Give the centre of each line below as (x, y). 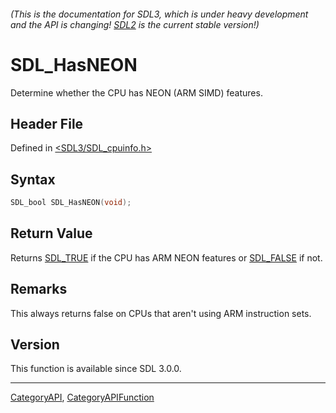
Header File (47, 123)
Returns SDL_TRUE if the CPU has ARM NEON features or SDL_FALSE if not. (166, 257)
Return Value (51, 233)
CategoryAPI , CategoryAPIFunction (82, 397)
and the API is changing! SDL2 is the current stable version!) (135, 24)
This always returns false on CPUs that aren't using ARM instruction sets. (161, 313)
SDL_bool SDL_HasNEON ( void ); (71, 203)
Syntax (33, 179)
